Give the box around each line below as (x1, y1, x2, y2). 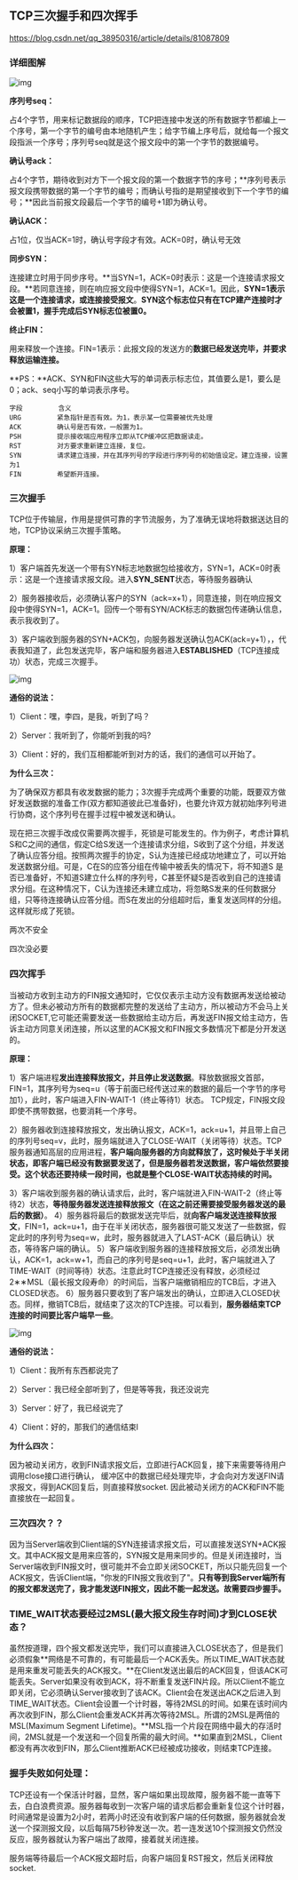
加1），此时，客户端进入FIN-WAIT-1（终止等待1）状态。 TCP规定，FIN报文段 (9, 1094, 286, 1105)
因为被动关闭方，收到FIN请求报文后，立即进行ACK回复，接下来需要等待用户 (9, 1459, 286, 1469)
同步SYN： (9, 253, 51, 264)
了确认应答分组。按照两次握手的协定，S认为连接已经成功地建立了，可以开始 (9, 850, 286, 860)
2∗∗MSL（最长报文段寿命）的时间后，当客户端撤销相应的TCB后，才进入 (9, 1276, 277, 1287)
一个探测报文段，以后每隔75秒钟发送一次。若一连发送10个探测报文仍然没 (16, 1822, 283, 1833)
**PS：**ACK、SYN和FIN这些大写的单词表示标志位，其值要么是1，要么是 (9, 373, 281, 384)
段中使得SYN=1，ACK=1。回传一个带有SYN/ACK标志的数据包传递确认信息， (9, 604, 286, 615)
